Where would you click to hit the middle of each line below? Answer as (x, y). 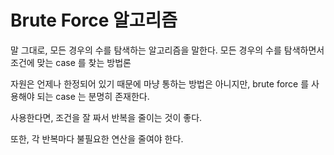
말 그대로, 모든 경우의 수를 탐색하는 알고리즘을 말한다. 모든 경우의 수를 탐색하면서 (167, 50)
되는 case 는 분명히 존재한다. (93, 96)
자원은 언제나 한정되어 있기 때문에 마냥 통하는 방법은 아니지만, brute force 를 (160, 83)
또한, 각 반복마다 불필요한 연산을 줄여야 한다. (97, 138)
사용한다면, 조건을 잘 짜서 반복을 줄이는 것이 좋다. (106, 117)
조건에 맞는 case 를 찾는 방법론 (71, 62)
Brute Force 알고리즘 (94, 20)
